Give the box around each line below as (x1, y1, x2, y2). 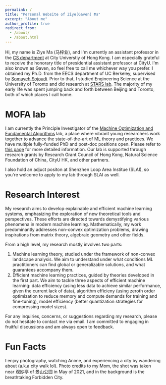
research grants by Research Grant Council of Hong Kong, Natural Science (5, 152, 158, 158)
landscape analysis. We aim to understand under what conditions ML (12, 256, 154, 262)
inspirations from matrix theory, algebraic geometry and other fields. (5, 231, 145, 238)
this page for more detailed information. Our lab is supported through (5, 146, 146, 152)
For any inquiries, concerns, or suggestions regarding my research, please (5, 313, 158, 319)
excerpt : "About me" (5, 16, 48, 21)
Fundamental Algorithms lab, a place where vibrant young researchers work (5, 130, 160, 136)
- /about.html (9, 35, 39, 40)
